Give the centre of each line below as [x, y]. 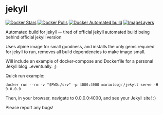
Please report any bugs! [29, 107]
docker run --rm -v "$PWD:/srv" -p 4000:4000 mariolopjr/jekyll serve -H [82, 85]
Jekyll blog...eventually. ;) [31, 66]
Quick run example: [25, 76]
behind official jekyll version [34, 37]
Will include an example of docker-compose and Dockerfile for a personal [80, 61]
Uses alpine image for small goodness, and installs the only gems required [80, 46]
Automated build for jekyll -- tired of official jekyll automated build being [78, 32]
